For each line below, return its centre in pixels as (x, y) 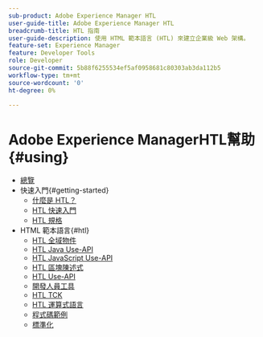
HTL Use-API (54, 277)
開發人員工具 (53, 286)
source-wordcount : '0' (46, 83)
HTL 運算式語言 (58, 305)
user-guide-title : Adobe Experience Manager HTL (91, 23)
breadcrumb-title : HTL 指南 (54, 30)
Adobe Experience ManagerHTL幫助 (132, 139)
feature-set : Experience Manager (64, 46)
